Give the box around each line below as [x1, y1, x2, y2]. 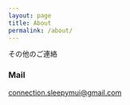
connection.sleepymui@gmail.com [8, 87, 122, 97]
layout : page [8, 11, 52, 20]
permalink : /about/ [8, 26, 73, 34]
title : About [8, 19, 52, 27]
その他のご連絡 [8, 49, 57, 59]
